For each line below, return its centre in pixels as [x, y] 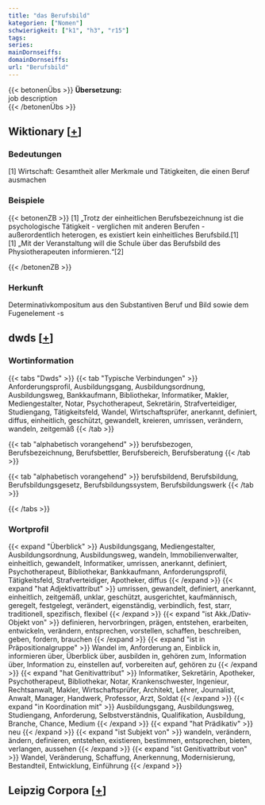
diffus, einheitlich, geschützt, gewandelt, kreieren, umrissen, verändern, [126, 420]
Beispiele [27, 201]
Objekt [19, 622]
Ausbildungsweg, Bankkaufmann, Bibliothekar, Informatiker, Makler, [119, 395]
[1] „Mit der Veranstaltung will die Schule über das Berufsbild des [114, 243]
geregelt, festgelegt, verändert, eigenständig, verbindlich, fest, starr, [120, 606]
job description [33, 98]
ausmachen [27, 180]
